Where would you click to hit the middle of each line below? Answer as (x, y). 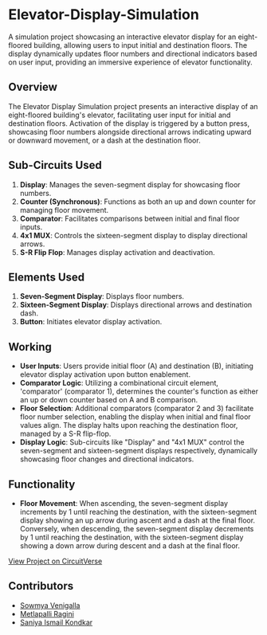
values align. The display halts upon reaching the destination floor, (129, 425)
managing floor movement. (64, 210)
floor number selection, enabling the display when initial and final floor (135, 417)
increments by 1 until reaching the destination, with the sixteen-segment (138, 512)
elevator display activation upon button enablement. (105, 374)
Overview (33, 87)
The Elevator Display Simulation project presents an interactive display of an (133, 106)
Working (30, 347)
